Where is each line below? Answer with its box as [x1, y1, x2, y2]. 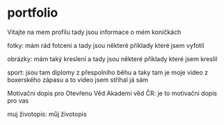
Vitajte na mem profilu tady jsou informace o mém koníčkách [7, 28, 182, 36]
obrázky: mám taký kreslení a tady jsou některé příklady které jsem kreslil [7, 54, 218, 63]
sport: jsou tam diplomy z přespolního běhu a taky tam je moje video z [7, 68, 209, 76]
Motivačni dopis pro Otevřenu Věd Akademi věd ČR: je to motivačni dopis [7, 89, 218, 97]
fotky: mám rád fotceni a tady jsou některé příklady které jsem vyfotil [7, 41, 205, 49]
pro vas [7, 96, 29, 105]
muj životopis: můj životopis [7, 110, 87, 118]
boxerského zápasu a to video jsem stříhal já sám [7, 75, 148, 84]
